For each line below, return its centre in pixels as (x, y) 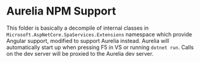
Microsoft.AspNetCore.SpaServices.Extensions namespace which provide (99, 34)
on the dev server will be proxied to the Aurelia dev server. (80, 53)
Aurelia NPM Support (61, 11)
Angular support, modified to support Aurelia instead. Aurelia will (88, 41)
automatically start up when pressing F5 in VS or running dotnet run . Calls (100, 47)
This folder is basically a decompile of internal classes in (77, 28)
